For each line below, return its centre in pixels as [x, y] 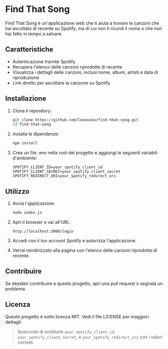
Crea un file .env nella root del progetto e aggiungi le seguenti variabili [85, 153]
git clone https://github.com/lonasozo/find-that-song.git [75, 120]
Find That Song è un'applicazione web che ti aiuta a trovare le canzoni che [82, 23]
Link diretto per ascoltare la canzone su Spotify [61, 83]
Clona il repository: [32, 111]
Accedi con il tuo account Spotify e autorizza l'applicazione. [74, 240]
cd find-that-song [32, 124]
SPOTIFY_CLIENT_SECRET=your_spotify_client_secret [66, 172]
